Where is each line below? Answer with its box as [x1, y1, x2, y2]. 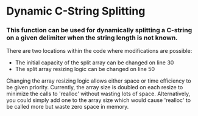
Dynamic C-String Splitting [6, 4, 146, 18]
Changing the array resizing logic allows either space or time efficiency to [6, 77, 191, 84]
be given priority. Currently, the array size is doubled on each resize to [6, 84, 183, 91]
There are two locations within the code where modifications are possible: [6, 47, 193, 55]
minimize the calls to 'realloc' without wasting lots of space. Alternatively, [6, 90, 191, 98]
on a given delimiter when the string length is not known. [6, 33, 178, 42]
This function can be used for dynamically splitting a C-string [6, 26, 193, 35]
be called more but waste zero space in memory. [6, 103, 129, 111]
